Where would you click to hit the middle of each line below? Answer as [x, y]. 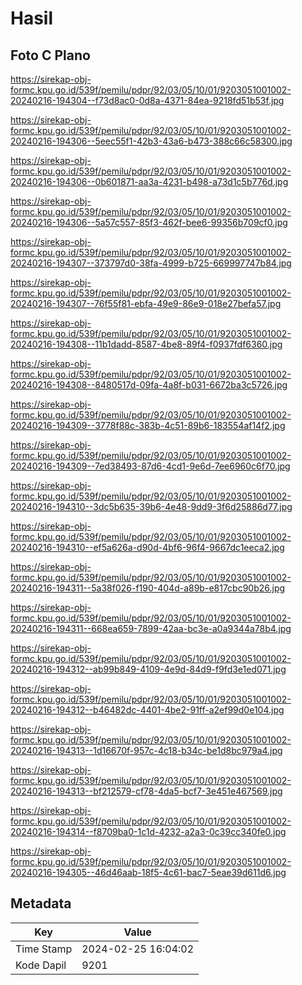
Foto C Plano [50, 55]
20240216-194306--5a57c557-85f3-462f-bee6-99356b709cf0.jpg [149, 222]
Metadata [41, 903]
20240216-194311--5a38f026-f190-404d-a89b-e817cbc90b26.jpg [148, 588]
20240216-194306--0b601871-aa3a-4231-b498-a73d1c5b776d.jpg [149, 181]
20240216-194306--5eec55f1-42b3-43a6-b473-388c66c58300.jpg [151, 141]
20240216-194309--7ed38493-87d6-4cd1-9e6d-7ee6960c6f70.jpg [150, 466]
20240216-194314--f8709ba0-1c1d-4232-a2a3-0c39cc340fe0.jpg [148, 831]
